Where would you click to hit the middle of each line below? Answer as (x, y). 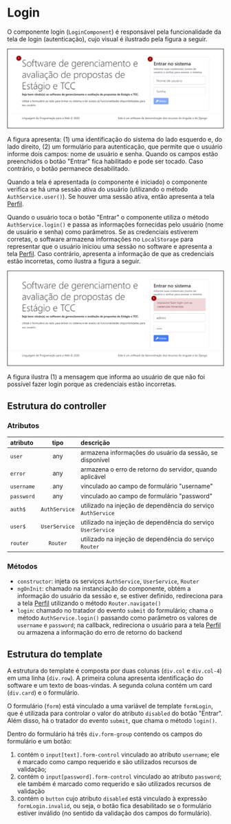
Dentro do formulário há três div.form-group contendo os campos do (105, 734)
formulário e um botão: (40, 741)
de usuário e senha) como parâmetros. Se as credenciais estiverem (103, 232)
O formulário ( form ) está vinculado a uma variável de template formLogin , (110, 706)
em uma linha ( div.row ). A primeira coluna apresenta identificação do (106, 678)
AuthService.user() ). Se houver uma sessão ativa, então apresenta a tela (111, 197)
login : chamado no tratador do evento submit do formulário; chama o (115, 611)
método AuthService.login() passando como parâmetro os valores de (117, 618)
